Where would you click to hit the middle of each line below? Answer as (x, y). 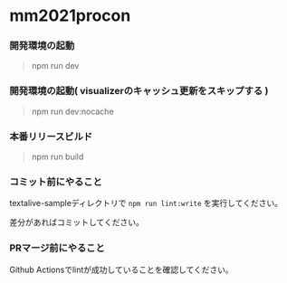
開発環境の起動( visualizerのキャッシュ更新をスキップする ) (139, 91)
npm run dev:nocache (73, 111)
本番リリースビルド (51, 137)
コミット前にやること (56, 182)
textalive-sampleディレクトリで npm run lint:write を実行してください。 (146, 203)
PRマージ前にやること (57, 248)
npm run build (57, 157)
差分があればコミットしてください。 (77, 222)
